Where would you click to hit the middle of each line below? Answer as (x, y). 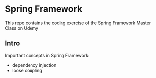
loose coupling (27, 70)
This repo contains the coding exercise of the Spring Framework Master (78, 23)
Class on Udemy (22, 28)
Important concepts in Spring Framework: (47, 55)
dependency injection (34, 65)
